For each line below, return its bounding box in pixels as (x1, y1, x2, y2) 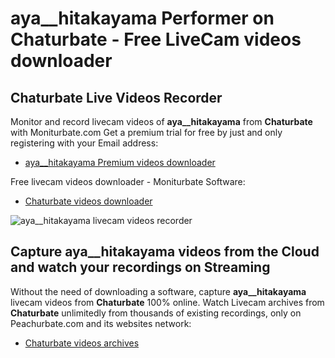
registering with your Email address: (10, 137, 159, 149)
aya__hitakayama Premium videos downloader (24, 157, 216, 168)
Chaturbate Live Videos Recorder (10, 89, 223, 106)
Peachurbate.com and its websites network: (10, 317, 192, 329)
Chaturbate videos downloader (24, 195, 153, 207)
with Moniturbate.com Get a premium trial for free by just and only (10, 127, 283, 138)
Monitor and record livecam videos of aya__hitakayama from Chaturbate (10, 116, 313, 127)
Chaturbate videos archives (24, 337, 140, 349)
